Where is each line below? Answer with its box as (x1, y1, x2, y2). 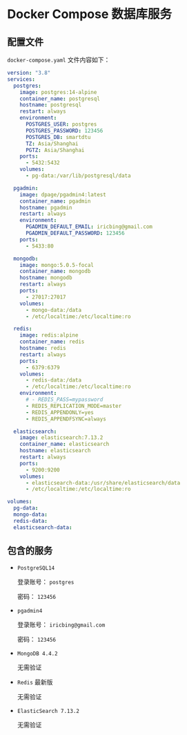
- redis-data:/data (25, 377, 81, 384)
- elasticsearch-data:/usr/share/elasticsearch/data (25, 479, 181, 486)
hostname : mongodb (19, 275, 72, 281)
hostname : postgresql (19, 102, 81, 109)
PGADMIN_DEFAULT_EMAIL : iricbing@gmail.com (25, 223, 153, 230)
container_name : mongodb (19, 268, 91, 275)
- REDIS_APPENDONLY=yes (25, 409, 95, 416)
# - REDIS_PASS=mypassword (25, 396, 104, 403)
